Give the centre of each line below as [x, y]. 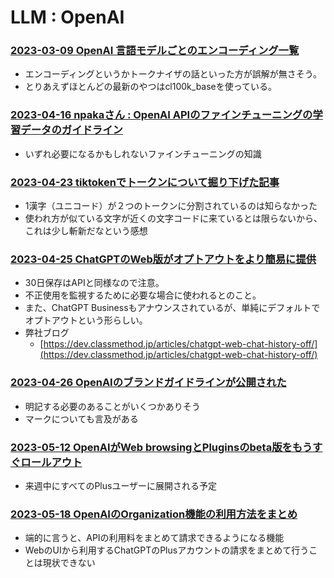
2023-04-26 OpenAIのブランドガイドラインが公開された [148, 383]
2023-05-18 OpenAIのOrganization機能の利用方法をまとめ [154, 514]
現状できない [69, 563]
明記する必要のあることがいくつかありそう [112, 406]
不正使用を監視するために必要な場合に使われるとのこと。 [143, 295]
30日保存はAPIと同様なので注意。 [94, 283]
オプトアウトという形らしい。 [86, 320]
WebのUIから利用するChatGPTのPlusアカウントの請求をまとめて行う [167, 550]
